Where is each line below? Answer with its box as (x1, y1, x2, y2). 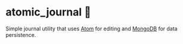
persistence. (5, 31, 36, 38)
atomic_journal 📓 (5, 5, 92, 19)
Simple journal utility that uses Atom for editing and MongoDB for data (5, 25, 178, 32)
